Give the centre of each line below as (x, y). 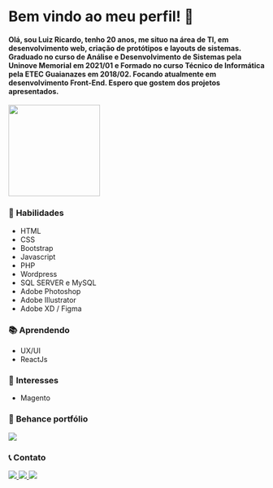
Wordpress (39, 274)
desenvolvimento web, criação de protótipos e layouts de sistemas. (125, 48)
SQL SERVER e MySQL (58, 283)
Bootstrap (37, 248)
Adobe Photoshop (50, 291)
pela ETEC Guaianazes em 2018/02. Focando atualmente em (113, 74)
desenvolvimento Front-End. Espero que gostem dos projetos (115, 82)
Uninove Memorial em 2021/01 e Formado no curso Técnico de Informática (137, 65)
